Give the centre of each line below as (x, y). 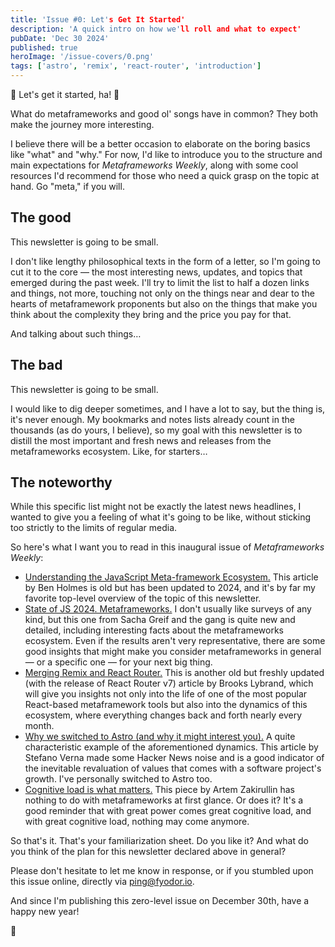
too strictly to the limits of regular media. (94, 528)
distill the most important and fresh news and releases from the (141, 440)
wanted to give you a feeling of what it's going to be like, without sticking (161, 517)
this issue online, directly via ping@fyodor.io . (102, 882)
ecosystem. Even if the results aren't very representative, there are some (175, 641)
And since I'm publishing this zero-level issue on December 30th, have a (160, 901)
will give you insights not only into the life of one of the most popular (166, 694)
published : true (44, 47)
